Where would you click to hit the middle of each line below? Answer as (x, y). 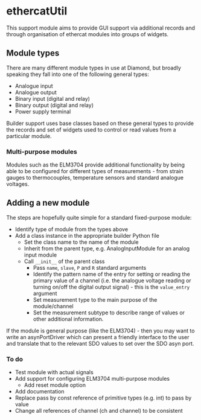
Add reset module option (55, 385)
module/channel (53, 306)
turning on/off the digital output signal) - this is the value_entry (111, 287)
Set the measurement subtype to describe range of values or (109, 313)
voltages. (18, 184)
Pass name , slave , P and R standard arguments (90, 267)
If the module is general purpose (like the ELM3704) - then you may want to (101, 331)
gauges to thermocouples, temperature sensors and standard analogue (95, 178)
